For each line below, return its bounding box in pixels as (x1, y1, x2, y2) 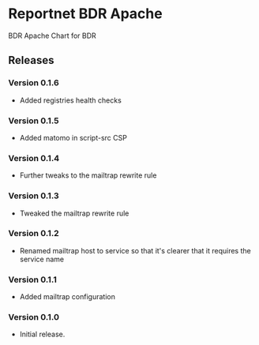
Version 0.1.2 (8, 228, 59, 239)
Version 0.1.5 (8, 115, 59, 126)
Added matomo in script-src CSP (19, 133, 128, 142)
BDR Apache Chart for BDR (8, 31, 96, 40)
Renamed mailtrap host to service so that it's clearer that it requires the (19, 246, 251, 255)
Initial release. (19, 329, 66, 339)
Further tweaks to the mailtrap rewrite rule (19, 171, 157, 180)
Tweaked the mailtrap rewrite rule (19, 208, 129, 218)
